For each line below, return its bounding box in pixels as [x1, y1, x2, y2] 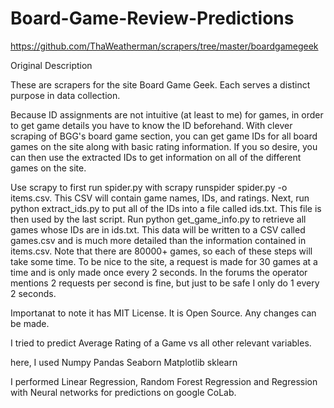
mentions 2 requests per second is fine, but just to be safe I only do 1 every [10, 277, 320, 289]
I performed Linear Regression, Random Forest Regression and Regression [10, 375, 318, 387]
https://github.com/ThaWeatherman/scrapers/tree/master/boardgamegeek [10, 40, 319, 52]
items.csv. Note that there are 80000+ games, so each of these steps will [10, 245, 313, 257]
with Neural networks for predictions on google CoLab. [10, 386, 237, 398]
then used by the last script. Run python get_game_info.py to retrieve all [10, 213, 307, 225]
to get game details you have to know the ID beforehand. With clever [10, 119, 293, 131]
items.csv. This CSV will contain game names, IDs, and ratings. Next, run [10, 192, 310, 204]
